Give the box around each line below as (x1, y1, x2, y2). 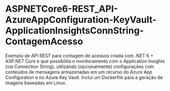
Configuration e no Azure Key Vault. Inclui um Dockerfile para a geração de (5, 74, 163, 80)
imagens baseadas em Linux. (5, 80, 67, 86)
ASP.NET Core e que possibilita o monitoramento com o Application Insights (5, 58, 165, 64)
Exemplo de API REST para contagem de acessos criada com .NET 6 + (5, 52, 154, 59)
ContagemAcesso (5, 36, 83, 48)
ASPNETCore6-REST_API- (5, 3, 118, 15)
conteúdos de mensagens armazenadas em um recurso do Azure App (5, 69, 153, 75)
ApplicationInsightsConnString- (5, 25, 144, 36)
